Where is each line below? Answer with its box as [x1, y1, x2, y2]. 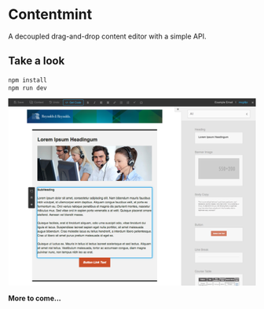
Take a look [8, 54, 65, 68]
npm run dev [8, 84, 47, 92]
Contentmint [8, 6, 93, 24]
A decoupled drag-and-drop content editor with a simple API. [8, 31, 207, 41]
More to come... [8, 293, 61, 303]
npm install [8, 76, 47, 84]
